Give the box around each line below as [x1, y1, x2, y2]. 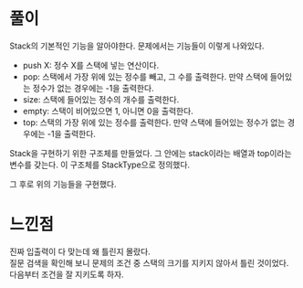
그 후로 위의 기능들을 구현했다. [9, 178, 117, 189]
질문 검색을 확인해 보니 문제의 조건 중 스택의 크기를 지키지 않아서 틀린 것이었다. [9, 257, 289, 268]
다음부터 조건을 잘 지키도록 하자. [9, 269, 125, 280]
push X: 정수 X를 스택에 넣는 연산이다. [22, 59, 160, 70]
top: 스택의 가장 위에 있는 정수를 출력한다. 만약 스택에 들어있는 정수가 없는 [22, 116, 286, 128]
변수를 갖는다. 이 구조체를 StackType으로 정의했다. [9, 159, 190, 170]
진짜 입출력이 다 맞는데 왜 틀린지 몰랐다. [9, 246, 151, 257]
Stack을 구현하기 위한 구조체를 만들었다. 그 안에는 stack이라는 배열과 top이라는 [9, 147, 292, 158]
